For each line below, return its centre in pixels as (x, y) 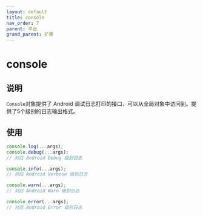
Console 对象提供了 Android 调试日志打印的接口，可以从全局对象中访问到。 (99, 104)
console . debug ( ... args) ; (38, 152)
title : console (25, 18)
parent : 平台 (22, 29)
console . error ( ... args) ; (38, 202)
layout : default (27, 12)
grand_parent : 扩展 (30, 34)
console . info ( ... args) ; (36, 169)
